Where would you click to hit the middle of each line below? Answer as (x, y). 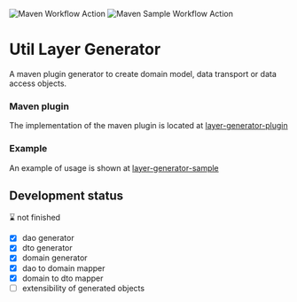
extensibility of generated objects (83, 288)
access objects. (38, 83)
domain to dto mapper (63, 278)
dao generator (48, 238)
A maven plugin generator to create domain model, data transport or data (143, 74)
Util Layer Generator (85, 50)
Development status (66, 195)
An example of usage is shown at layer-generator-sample (114, 167)
